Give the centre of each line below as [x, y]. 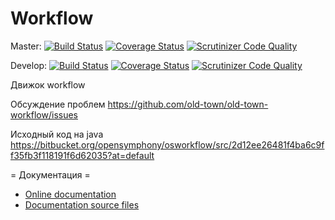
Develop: [29, 65]
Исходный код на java [57, 134]
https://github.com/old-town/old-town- [188, 104]
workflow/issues [44, 114]
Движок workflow [48, 84]
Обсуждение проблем [58, 104]
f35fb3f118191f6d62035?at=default [82, 155]
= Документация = [50, 174]
